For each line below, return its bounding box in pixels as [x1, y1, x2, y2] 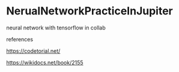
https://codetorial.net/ [6, 47, 61, 55]
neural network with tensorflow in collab [6, 24, 106, 31]
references [6, 35, 34, 43]
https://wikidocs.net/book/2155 [6, 59, 83, 66]
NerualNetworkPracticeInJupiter [6, 4, 173, 18]
